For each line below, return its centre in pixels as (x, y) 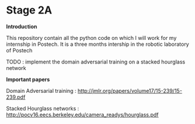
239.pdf (16, 97)
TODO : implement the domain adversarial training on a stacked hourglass (96, 62)
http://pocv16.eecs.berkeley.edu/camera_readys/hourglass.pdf (82, 115)
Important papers (28, 79)
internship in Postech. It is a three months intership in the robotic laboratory (98, 44)
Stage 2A (29, 10)
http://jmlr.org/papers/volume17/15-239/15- (130, 91)
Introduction (22, 26)
